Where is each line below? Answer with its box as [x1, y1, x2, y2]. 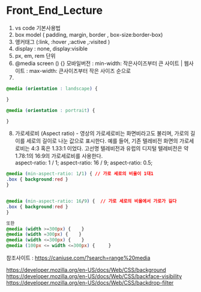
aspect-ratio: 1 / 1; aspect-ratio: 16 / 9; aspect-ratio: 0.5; [14, 159, 153, 166]
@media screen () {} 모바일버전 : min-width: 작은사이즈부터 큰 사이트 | [14, 60, 183, 67]
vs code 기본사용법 [14, 24, 61, 31]
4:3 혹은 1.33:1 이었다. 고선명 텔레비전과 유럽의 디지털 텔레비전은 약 [31, 145, 189, 152]
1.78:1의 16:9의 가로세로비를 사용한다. [14, 152, 103, 160]
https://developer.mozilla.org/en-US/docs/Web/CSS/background [6, 266, 166, 274]
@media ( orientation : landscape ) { [6, 85, 98, 92]
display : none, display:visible [14, 45, 88, 52]
